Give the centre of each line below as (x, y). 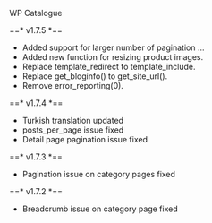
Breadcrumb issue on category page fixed (100, 209)
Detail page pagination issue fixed (85, 139)
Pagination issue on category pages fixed (99, 174)
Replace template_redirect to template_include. (109, 67)
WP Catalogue (36, 13)
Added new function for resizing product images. (113, 57)
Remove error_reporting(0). (72, 86)
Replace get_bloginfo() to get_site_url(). (95, 76)
